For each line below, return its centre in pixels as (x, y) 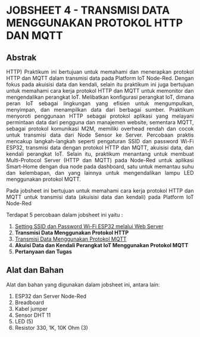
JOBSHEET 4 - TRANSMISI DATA (88, 10)
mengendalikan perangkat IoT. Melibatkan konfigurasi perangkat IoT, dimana (100, 97)
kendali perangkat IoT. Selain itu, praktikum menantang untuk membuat (100, 154)
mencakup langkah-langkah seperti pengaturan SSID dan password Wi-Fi (100, 141)
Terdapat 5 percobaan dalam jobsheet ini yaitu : (65, 215)
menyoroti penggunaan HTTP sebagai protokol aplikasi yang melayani (100, 116)
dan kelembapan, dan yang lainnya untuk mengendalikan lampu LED (100, 173)
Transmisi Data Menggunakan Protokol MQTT (71, 239)
